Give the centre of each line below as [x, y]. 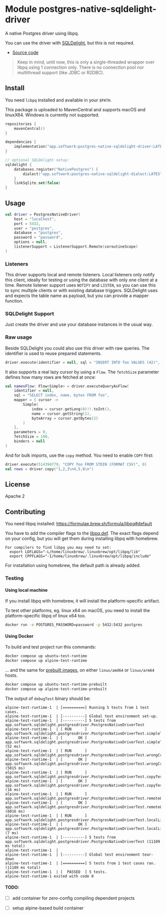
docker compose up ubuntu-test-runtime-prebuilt [56, 685]
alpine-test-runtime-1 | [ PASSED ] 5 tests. [56, 872]
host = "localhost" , [35, 219]
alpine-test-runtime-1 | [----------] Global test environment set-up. [82, 716]
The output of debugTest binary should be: [48, 698]
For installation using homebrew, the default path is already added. [73, 566]
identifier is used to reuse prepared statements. [54, 353]
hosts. [11, 675]
